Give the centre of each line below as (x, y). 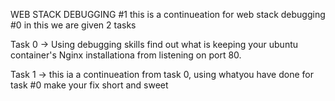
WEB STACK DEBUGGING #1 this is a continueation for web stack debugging (168, 14)
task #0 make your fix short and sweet (89, 85)
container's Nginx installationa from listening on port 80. (126, 55)
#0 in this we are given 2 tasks (73, 25)
